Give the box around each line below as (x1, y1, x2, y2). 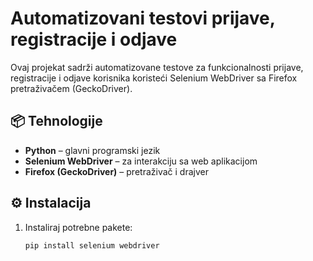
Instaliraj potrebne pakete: (24, 221, 133, 233)
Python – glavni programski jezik (24, 144, 161, 156)
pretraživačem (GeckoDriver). (10, 82, 133, 94)
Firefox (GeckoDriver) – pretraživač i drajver (24, 165, 209, 177)
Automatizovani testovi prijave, (10, 7, 276, 30)
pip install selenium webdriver (24, 240, 160, 251)
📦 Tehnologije (10, 113, 103, 130)
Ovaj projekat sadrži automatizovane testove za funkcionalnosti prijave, (10, 61, 304, 73)
